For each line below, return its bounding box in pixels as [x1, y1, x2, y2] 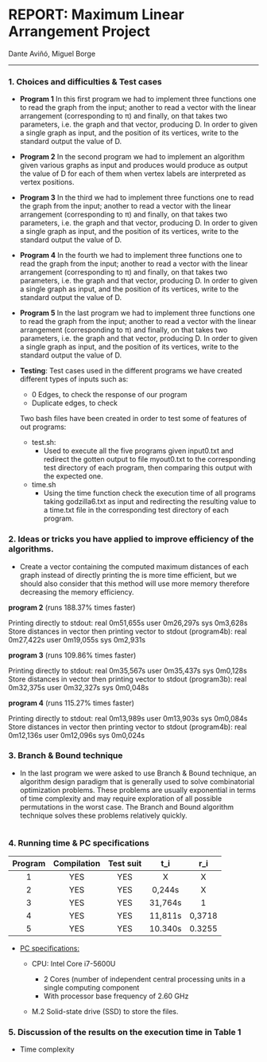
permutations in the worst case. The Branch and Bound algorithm [19, 802, 234, 811]
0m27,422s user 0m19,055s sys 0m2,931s [8, 634, 145, 644]
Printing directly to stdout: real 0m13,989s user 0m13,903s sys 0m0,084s [8, 713, 248, 723]
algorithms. [8, 544, 54, 555]
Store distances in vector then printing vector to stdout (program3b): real [8, 674, 247, 684]
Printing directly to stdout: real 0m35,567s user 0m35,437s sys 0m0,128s [8, 666, 248, 675]
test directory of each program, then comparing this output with [43, 463, 253, 473]
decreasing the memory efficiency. [19, 587, 134, 596]
